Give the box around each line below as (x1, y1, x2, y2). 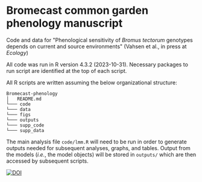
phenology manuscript (6, 16, 123, 30)
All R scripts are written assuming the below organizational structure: (6, 79, 178, 86)
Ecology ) (6, 49, 29, 56)
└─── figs (6, 111, 31, 118)
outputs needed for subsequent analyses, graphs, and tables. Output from (6, 144, 191, 151)
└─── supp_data (6, 127, 45, 133)
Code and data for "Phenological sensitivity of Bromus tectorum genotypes (6, 36, 193, 43)
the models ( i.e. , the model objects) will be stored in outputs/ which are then (6, 151, 197, 158)
